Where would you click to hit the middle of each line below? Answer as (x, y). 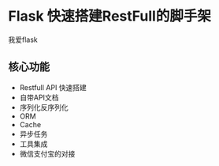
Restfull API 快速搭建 (53, 87)
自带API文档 (39, 97)
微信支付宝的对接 (47, 153)
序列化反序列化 (44, 107)
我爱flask (23, 40)
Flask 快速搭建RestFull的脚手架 (109, 16)
